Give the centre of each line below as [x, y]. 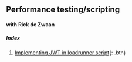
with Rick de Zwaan [31, 24]
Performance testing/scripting [63, 10]
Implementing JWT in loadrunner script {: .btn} [70, 53]
